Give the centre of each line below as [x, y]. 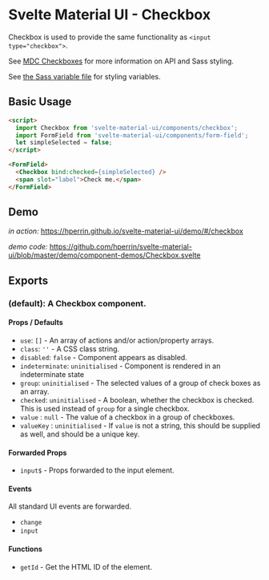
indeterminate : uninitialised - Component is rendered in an [120, 366]
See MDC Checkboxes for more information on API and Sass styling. [121, 61]
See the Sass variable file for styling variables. [85, 76]
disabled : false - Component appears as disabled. [104, 357]
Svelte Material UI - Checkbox [109, 15]
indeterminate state [52, 374]
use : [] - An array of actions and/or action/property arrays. [117, 340]
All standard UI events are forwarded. [70, 506]
